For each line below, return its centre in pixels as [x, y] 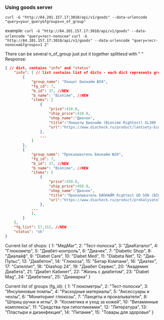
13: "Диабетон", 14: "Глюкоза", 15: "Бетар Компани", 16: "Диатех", [89, 261]
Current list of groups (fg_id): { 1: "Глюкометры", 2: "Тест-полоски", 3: [77, 286]
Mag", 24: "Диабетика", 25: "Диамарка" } [48, 277]
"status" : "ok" [29, 232]
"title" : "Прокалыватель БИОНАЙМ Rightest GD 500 [99, 195]
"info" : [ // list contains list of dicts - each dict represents [83, 73]
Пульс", [13, 261]
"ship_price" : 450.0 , [70, 186]
